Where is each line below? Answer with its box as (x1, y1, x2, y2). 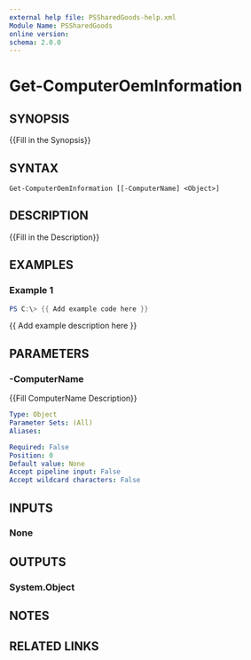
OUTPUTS (9, 554, 67, 569)
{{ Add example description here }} (9, 321, 137, 331)
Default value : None (9, 459, 86, 468)
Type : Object (9, 410, 58, 419)
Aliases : (9, 426, 42, 435)
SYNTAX (9, 161, 59, 176)
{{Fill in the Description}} (9, 232, 100, 243)
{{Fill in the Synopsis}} (9, 135, 91, 146)
